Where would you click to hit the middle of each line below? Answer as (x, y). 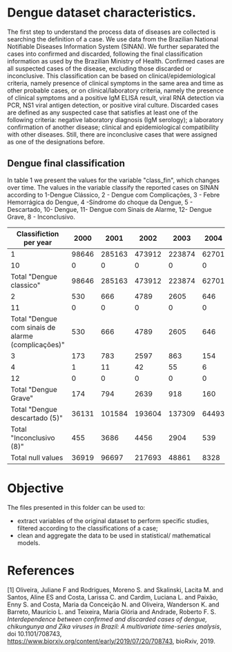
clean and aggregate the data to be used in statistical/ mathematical (114, 535)
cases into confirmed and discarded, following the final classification (105, 54)
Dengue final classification (66, 164)
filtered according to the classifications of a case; (88, 528)
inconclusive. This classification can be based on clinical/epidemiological (112, 76)
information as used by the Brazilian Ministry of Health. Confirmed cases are (116, 61)
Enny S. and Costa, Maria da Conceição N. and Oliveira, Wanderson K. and (113, 604)
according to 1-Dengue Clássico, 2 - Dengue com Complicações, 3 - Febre (114, 195)
